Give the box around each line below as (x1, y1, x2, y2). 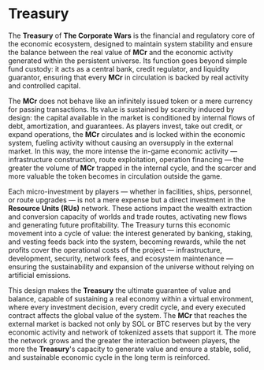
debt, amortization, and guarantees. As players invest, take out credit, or (8, 121, 243, 131)
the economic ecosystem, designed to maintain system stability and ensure (8, 39, 254, 48)
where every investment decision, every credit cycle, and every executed (8, 302, 246, 312)
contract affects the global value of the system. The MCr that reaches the (8, 310, 247, 320)
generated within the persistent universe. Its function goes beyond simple (8, 56, 247, 65)
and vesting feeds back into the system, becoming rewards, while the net (8, 237, 247, 246)
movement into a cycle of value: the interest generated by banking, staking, (8, 228, 253, 238)
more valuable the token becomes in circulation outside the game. (8, 171, 223, 181)
